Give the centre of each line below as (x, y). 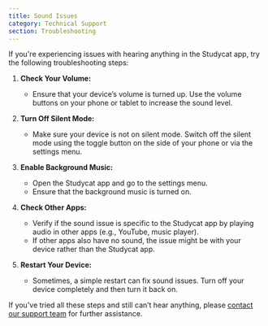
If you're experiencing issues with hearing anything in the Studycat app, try (134, 54)
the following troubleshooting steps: (69, 63)
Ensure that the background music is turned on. (112, 192)
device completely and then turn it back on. (105, 289)
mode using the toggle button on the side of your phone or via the (143, 143)
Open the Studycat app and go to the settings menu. (120, 183)
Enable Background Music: (67, 167)
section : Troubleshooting (52, 31)
